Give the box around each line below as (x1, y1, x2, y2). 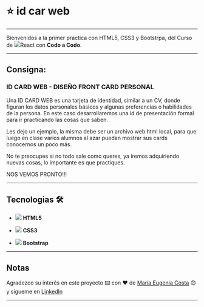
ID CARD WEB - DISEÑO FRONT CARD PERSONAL (6, 83, 154, 91)
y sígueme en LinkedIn (6, 288, 63, 295)
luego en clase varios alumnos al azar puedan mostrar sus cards (6, 134, 168, 141)
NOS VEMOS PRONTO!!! (6, 170, 67, 178)
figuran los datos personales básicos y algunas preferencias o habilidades (6, 103, 192, 110)
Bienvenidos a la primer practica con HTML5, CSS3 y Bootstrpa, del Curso (6, 34, 192, 41)
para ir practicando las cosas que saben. (6, 116, 108, 123)
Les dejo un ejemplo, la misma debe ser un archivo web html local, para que (6, 127, 197, 135)
